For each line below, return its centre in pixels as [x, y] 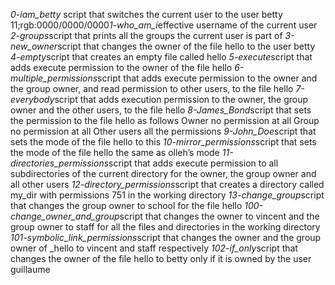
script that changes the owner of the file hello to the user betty [186, 46]
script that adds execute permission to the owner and [207, 78]
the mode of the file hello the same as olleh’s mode [115, 152]
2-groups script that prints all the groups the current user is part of [146, 35]
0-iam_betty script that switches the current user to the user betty [146, 14]
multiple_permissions [54, 78]
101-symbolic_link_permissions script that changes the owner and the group [166, 237]
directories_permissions [60, 163]
